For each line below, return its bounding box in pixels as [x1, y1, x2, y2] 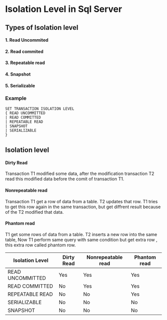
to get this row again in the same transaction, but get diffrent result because [5, 204, 161, 210]
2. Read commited [5, 48, 44, 54]
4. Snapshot [5, 71, 31, 77]
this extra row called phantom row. [5, 242, 76, 248]
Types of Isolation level [5, 23, 79, 32]
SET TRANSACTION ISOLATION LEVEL [5, 106, 75, 111]
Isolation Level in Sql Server [5, 3, 122, 15]
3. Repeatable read [5, 60, 45, 66]
